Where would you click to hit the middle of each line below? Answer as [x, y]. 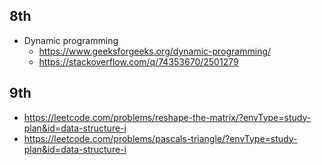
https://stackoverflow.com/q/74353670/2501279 [138, 61]
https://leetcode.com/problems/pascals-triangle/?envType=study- [160, 138]
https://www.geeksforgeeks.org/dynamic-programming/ [155, 51]
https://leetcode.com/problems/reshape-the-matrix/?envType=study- [167, 117]
